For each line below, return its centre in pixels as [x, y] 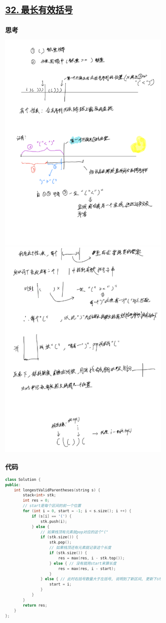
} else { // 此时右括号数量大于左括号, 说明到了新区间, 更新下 [99, 579]
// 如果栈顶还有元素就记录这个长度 [80, 548]
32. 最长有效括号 [39, 10]
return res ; [35, 605]
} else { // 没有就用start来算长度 [83, 563]
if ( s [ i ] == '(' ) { [51, 516]
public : [13, 485]
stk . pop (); [60, 543]
